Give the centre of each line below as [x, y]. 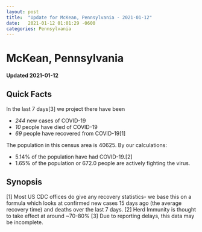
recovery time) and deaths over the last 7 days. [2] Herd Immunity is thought [101, 209]
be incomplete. [25, 222]
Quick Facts [29, 94]
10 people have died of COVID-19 [56, 127]
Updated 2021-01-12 [33, 75]
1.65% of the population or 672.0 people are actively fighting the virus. [103, 163]
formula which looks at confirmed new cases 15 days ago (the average [94, 203]
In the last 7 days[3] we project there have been [66, 108]
